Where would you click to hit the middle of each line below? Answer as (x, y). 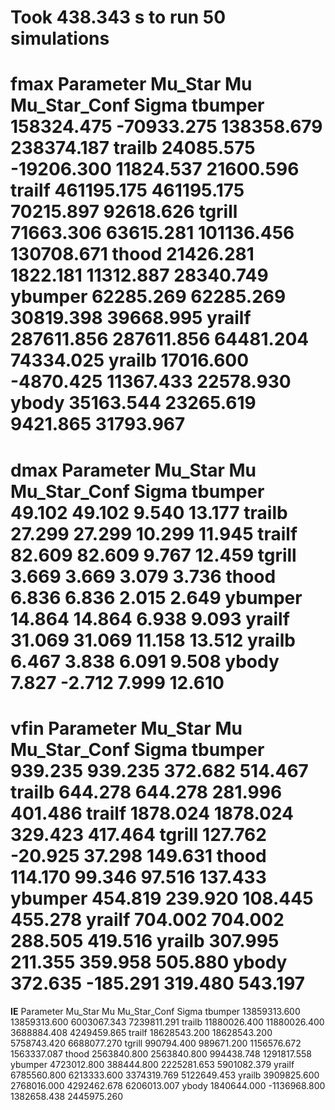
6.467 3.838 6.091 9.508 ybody (145, 661)
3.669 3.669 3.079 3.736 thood (143, 576)
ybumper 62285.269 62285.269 (148, 297)
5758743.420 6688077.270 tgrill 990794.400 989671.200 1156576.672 (156, 1043)
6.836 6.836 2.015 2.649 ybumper (156, 597)
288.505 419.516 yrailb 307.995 (145, 940)
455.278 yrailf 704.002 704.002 (147, 919)
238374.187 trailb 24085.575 (133, 148)
